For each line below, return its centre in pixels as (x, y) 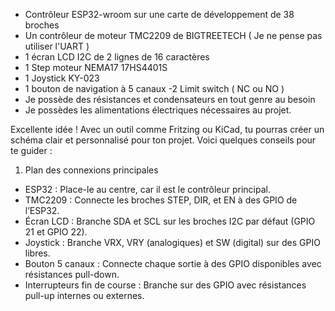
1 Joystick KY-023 (62, 78)
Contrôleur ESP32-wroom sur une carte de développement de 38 (159, 14)
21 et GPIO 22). (56, 232)
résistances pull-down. (72, 274)
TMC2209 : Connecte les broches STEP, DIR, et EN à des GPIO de (161, 200)
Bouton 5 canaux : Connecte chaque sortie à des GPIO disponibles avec (173, 263)
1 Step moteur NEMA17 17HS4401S (96, 67)
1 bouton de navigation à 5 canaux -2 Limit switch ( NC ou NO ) (154, 88)
